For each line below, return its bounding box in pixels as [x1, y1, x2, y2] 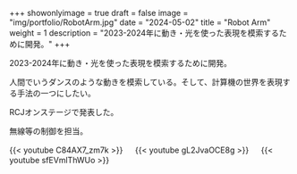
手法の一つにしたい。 [16, 88, 96, 98]
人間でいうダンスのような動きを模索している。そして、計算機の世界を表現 [9, 77, 284, 87]
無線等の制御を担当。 [9, 126, 88, 137]
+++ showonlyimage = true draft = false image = [9, 8, 189, 18]
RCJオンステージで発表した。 [9, 107, 119, 117]
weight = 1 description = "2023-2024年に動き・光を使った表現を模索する [9, 28, 280, 38]
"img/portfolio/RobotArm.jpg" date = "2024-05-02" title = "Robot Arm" [9, 17, 271, 28]
